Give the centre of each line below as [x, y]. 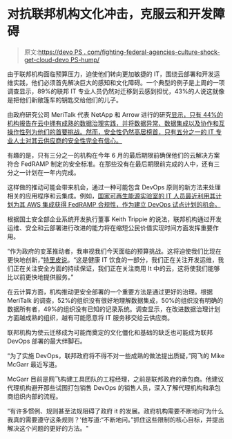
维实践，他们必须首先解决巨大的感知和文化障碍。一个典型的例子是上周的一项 [116, 82]
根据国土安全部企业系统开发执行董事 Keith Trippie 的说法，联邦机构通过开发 [115, 219]
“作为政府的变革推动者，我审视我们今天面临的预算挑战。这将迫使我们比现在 [115, 251]
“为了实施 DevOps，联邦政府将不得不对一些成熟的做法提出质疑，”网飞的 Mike [116, 355]
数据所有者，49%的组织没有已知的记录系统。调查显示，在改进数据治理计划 [114, 309]
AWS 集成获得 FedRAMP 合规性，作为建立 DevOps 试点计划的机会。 [124, 204]
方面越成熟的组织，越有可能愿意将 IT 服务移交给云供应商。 [90, 317]
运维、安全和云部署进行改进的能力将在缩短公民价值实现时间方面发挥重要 [110, 227]
